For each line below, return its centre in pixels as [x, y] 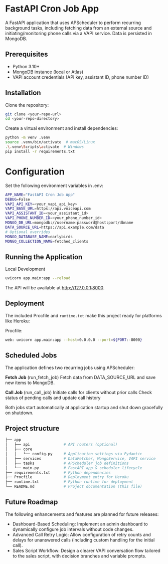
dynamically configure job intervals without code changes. [73, 529]
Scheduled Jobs [31, 356]
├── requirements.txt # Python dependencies [58, 473]
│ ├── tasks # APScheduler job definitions [67, 463]
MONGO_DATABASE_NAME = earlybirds [39, 237]
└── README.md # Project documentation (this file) [74, 487]
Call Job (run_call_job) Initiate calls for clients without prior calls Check [78, 392]
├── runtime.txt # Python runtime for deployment [69, 482]
